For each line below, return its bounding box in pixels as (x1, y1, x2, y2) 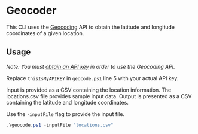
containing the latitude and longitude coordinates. (6, 99, 129, 106)
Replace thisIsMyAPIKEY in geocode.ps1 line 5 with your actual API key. (6, 74, 179, 81)
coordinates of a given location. (6, 29, 84, 36)
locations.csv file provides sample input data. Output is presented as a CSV (6, 92, 192, 99)
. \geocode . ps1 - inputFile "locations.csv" (6, 122, 114, 128)
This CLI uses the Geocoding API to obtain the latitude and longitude (6, 23, 175, 31)
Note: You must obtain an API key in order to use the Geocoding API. (6, 63, 175, 70)
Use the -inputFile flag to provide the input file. (6, 110, 124, 117)
